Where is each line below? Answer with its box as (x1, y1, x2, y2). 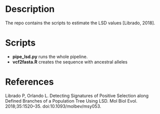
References (5, 76, 54, 88)
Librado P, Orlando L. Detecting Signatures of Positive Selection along (5, 93, 149, 99)
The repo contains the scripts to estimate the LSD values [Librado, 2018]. (5, 20, 156, 26)
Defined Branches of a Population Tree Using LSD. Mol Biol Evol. (5, 98, 138, 104)
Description (5, 3, 55, 15)
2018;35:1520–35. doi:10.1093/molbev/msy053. (5, 103, 101, 109)
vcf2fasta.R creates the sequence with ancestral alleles (12, 58, 128, 65)
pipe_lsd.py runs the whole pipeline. (12, 54, 88, 59)
